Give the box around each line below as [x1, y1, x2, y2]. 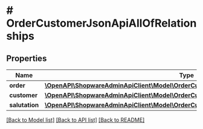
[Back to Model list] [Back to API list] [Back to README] [6, 116, 145, 124]
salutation [9, 101, 39, 109]
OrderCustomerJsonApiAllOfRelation [6, 16, 197, 30]
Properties [6, 53, 47, 63]
